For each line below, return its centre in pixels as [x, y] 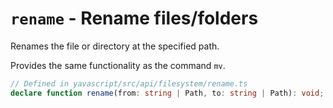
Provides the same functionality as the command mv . [118, 65]
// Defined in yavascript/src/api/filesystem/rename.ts [129, 83]
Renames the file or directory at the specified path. [115, 46]
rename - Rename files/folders [134, 18]
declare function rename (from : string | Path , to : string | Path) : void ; [167, 93]
